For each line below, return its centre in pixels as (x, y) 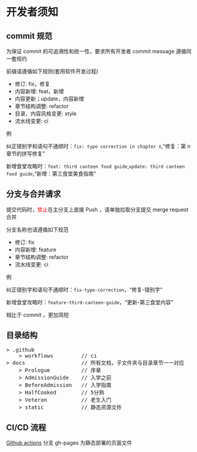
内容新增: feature (35, 249)
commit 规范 (29, 36)
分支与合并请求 (34, 194)
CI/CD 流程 (26, 428)
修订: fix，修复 (32, 84)
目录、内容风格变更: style (46, 114)
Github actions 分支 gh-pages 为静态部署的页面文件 (69, 443)
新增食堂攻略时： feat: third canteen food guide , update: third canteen (96, 166)
